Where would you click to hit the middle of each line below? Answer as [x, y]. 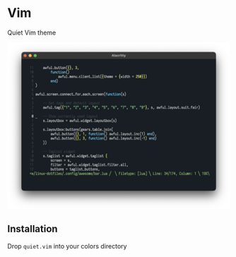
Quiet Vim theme [32, 32]
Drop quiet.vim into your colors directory [67, 246]
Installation [33, 229]
